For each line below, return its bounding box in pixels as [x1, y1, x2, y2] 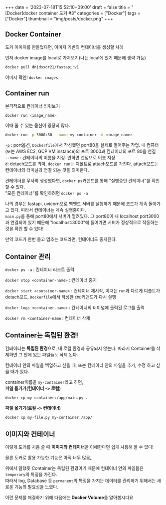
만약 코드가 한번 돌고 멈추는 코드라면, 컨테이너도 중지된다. [5, 237, 117, 243]
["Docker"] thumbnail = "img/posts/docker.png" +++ [5, 16, 114, 21]
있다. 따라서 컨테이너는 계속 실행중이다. [10, 207, 86, 213]
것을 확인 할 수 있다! [5, 226, 44, 232]
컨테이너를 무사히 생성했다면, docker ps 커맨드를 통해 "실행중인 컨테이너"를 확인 [5, 178, 160, 184]
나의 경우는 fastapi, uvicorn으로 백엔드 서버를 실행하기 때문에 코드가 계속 [5, 201, 148, 207]
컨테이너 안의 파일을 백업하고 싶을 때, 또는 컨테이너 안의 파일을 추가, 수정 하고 [5, 362, 156, 368]
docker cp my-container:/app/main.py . [5, 395, 88, 400]
